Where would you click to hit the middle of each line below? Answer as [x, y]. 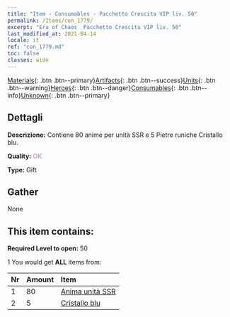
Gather [23, 192]
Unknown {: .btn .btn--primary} [65, 95]
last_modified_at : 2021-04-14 [52, 34]
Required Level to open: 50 [48, 248]
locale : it [23, 40]
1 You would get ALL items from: [54, 262]
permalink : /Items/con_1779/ [50, 21]
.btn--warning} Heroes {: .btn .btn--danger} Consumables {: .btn [98, 88]
